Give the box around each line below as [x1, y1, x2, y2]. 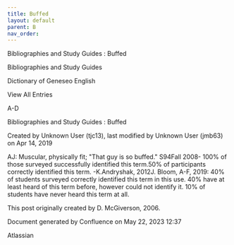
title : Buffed [7, 10, 49, 18]
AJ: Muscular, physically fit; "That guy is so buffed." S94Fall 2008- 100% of [7, 153, 227, 161]
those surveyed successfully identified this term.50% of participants [7, 160, 207, 169]
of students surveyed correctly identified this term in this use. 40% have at [7, 175, 225, 184]
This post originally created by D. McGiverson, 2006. [7, 204, 161, 213]
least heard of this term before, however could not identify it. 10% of [7, 183, 206, 191]
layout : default [7, 17, 55, 24]
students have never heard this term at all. [7, 190, 130, 198]
